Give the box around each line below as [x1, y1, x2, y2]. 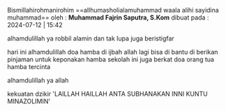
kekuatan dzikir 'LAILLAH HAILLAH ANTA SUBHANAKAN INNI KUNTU [7, 90, 208, 98]
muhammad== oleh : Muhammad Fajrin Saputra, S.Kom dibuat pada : [7, 13, 209, 22]
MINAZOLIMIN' [7, 97, 51, 105]
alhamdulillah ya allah [7, 76, 69, 84]
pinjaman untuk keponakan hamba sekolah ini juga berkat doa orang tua [7, 55, 215, 64]
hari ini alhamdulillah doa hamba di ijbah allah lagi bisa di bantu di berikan [7, 48, 218, 56]
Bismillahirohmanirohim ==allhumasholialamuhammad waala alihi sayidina [7, 6, 220, 14]
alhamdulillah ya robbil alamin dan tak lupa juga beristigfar [7, 34, 174, 43]
